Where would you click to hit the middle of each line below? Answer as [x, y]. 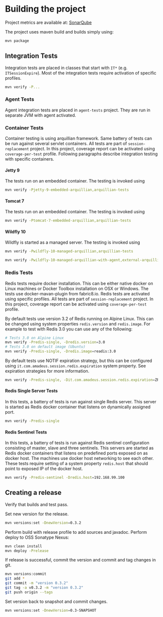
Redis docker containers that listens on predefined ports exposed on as [76, 453]
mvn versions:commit [26, 574]
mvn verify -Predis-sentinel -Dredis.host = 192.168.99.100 [65, 478]
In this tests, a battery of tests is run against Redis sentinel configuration [77, 443]
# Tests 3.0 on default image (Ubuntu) [45, 347]
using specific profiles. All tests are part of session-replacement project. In [79, 299]
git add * [15, 579]
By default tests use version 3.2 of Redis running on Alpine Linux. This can [79, 318]
